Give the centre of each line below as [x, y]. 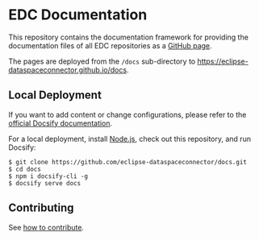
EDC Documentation [78, 15]
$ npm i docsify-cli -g [48, 176]
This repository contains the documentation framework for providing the [128, 37]
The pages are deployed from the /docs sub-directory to [102, 61]
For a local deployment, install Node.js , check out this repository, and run [130, 139]
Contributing [41, 208]
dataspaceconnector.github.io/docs [68, 69]
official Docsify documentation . [61, 123]
